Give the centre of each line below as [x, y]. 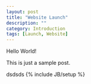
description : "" [26, 23]
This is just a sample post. [38, 63]
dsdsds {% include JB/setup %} [46, 74]
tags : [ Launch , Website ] [37, 34]
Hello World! [22, 51]
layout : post [22, 12]
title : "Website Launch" [37, 17]
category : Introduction [36, 28]
